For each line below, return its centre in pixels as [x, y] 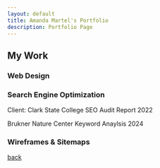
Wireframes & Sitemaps [49, 142]
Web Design [29, 76]
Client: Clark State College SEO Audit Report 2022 [80, 109]
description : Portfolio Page [50, 27]
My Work [28, 55]
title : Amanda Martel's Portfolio [58, 20]
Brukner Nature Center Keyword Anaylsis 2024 [75, 124]
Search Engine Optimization [56, 95]
